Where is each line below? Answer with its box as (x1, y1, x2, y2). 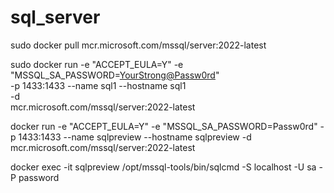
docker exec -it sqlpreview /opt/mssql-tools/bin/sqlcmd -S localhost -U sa (10, 161, 317, 173)
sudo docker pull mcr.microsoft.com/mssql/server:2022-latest (10, 39, 267, 51)
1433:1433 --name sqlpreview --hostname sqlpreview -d (18, 131, 252, 143)
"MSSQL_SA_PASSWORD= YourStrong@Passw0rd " (10, 69, 220, 81)
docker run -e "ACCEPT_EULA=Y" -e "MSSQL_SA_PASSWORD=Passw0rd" (10, 120, 318, 132)
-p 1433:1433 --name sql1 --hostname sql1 (10, 79, 187, 91)
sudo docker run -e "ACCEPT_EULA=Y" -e (10, 58, 184, 70)
